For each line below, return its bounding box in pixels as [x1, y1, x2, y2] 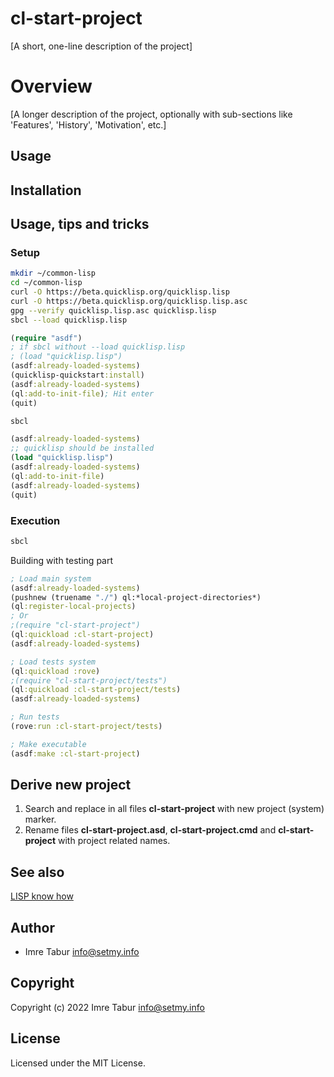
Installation [10, 182, 82, 199]
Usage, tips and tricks [10, 216, 150, 233]
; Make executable [10, 739, 87, 749]
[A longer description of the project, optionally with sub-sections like [10, 108, 293, 120]
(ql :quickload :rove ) [10, 666, 101, 676]
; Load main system [10, 573, 92, 584]
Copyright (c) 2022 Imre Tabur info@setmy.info [10, 1001, 205, 1013]
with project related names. [58, 835, 171, 847]
